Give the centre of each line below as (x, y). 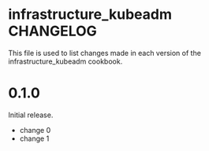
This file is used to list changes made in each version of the (104, 53)
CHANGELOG (52, 31)
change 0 (35, 130)
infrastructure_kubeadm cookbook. (65, 61)
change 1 (34, 138)
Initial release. (31, 115)
